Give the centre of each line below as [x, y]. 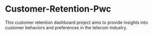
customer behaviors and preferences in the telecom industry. [66, 27]
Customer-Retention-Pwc [58, 9]
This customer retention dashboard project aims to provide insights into [76, 22]
